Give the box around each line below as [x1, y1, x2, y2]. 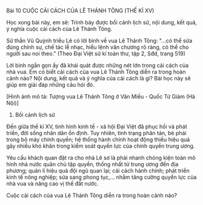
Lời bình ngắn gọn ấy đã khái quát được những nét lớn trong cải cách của [6, 62, 189, 69]
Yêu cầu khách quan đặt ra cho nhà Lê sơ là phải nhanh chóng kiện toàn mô [6, 154, 196, 161]
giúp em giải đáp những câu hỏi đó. [6, 81, 95, 88]
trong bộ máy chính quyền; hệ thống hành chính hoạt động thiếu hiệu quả [6, 136, 190, 143]
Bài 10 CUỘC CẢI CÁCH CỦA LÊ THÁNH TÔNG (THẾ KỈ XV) [6, 7, 155, 14]
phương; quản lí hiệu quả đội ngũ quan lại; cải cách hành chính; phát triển [6, 167, 190, 174]
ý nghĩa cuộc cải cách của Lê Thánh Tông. [6, 26, 113, 32]
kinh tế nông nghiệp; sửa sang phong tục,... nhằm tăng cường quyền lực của [6, 173, 197, 181]
